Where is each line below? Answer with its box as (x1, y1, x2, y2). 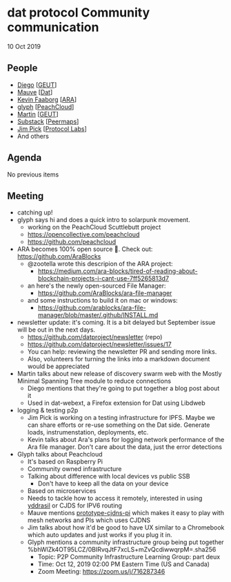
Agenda (7, 152, 42, 163)
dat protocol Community (7, 5, 150, 21)
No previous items (7, 170, 59, 179)
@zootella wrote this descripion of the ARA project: (27, 260, 174, 268)
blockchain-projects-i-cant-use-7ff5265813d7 (37, 274, 170, 283)
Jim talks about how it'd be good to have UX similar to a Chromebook (27, 523, 225, 532)
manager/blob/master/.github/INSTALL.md (37, 311, 159, 319)
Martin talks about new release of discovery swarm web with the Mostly (17, 370, 222, 378)
